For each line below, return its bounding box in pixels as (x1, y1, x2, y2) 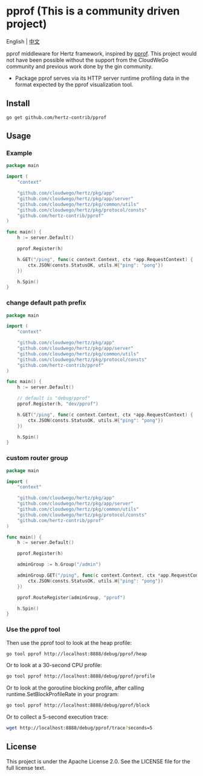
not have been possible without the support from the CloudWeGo (6, 56, 169, 63)
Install (6, 99, 30, 109)
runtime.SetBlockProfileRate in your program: (6, 691, 119, 698)
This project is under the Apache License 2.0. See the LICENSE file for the (6, 757, 190, 765)
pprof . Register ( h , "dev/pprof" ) (17, 401, 98, 407)
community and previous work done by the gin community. (6, 62, 153, 70)
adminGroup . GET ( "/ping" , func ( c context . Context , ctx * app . (17, 572, 172, 578)
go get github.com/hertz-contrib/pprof (6, 114, 107, 120)
